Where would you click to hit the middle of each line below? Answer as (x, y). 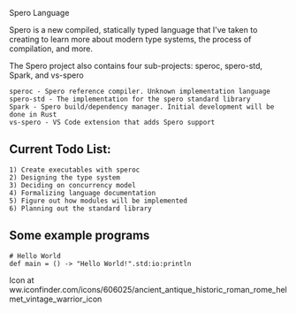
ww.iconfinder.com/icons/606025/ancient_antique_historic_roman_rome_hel (148, 289)
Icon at (22, 280)
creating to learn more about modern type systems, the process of (130, 39)
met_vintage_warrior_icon (56, 299)
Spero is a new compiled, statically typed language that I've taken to (133, 30)
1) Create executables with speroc (75, 170)
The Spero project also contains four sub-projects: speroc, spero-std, (136, 66)
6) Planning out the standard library (80, 208)
